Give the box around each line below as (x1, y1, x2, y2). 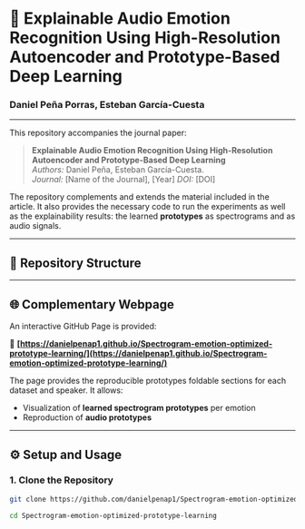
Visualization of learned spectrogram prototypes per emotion (22, 403, 256, 414)
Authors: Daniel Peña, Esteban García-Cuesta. (31, 164, 204, 175)
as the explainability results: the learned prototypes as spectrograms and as (9, 211, 296, 221)
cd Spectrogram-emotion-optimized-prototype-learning (9, 511, 218, 520)
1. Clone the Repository (9, 474, 113, 486)
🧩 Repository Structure (9, 255, 142, 270)
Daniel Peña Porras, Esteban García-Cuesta (9, 99, 205, 112)
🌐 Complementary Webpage (9, 297, 174, 312)
